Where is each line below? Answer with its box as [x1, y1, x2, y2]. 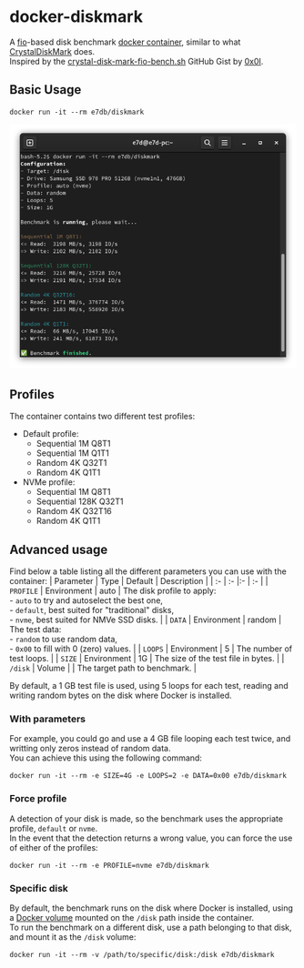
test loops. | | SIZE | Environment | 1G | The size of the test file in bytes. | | [9, 653, 285, 664]
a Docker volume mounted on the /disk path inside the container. [9, 912, 255, 923]
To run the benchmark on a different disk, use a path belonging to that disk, [9, 922, 293, 933]
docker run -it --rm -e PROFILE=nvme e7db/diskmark [9, 861, 209, 870]
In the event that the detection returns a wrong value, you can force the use [9, 832, 293, 843]
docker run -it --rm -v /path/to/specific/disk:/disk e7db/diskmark [9, 950, 275, 959]
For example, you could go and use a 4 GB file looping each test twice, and [9, 733, 291, 744]
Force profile [9, 792, 67, 805]
